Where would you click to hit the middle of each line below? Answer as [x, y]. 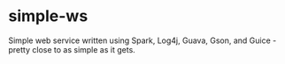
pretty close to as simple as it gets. [72, 49]
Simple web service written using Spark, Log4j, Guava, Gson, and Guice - [142, 40]
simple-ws [48, 16]
